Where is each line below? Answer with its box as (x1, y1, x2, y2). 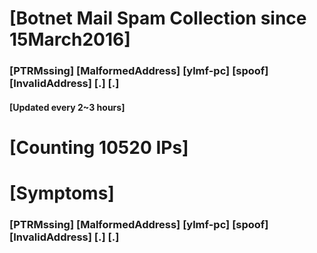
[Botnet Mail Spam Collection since (9, 7, 307, 30)
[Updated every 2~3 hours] (9, 101, 126, 113)
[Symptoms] (9, 182, 115, 205)
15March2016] (9, 28, 131, 51)
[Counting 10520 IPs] (9, 136, 189, 159)
